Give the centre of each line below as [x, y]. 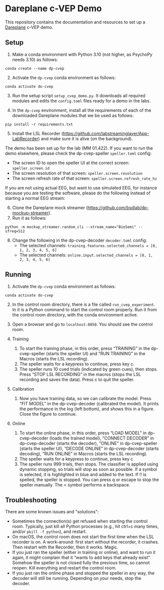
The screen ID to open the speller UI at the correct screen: [71, 163]
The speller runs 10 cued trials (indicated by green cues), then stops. [89, 369]
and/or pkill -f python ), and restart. [49, 532]
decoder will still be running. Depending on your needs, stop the [77, 578]
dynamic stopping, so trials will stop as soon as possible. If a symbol [88, 469]
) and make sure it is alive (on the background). [86, 138]
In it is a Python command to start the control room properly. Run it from [84, 309]
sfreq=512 [15, 231]
